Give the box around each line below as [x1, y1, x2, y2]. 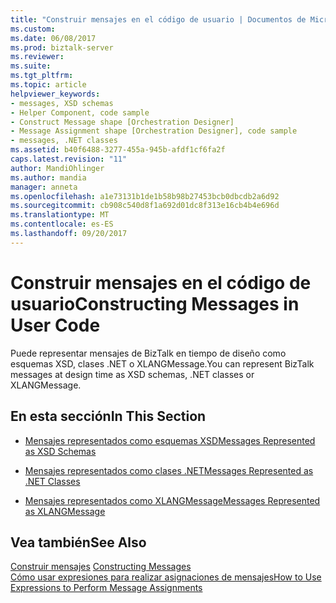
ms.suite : [10, 61, 52, 71]
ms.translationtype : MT [10, 210, 110, 220]
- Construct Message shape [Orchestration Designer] [10, 117, 235, 127]
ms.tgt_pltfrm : [10, 71, 74, 81]
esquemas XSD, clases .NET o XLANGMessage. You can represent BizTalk [10, 357, 315, 370]
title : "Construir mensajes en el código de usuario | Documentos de [10, 14, 307, 25]
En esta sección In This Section [10, 408, 207, 425]
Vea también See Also [10, 534, 147, 551]
